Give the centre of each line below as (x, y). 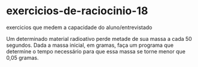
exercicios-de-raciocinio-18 (77, 11)
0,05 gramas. (22, 58)
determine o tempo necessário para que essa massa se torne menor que (96, 51)
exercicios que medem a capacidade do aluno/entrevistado (79, 27)
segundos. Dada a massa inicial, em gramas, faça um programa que (90, 45)
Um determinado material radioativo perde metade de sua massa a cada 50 (99, 39)
